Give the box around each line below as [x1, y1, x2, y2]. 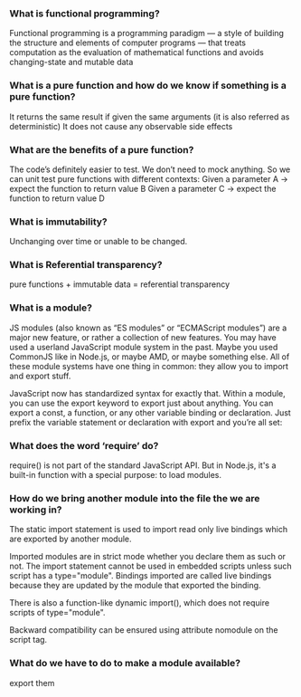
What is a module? [9, 301, 93, 314]
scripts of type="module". [9, 607, 106, 618]
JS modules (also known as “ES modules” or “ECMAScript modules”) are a [9, 322, 287, 333]
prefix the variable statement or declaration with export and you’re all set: [9, 416, 283, 427]
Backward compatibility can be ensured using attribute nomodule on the [9, 625, 278, 635]
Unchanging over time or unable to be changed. [9, 236, 188, 247]
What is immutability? [9, 215, 108, 228]
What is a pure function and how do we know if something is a [9, 80, 287, 92]
